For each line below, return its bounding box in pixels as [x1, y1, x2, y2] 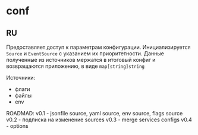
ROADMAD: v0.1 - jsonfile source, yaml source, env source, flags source [6, 110, 183, 117]
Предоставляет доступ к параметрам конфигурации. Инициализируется [6, 43, 191, 51]
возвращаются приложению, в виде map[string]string [6, 62, 144, 70]
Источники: [6, 74, 36, 81]
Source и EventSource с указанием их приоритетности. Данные [6, 50, 165, 57]
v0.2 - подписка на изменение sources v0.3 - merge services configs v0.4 [6, 116, 192, 123]
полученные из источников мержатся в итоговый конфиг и [6, 56, 156, 63]
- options [6, 123, 29, 129]
